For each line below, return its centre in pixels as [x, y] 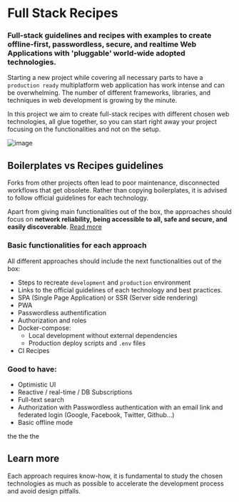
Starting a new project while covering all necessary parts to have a [105, 78]
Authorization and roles [52, 320]
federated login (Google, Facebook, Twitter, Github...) [96, 414]
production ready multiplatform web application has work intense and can [116, 85]
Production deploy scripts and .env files [87, 343]
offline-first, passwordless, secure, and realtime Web [102, 44]
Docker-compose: [44, 328]
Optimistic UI [37, 384]
